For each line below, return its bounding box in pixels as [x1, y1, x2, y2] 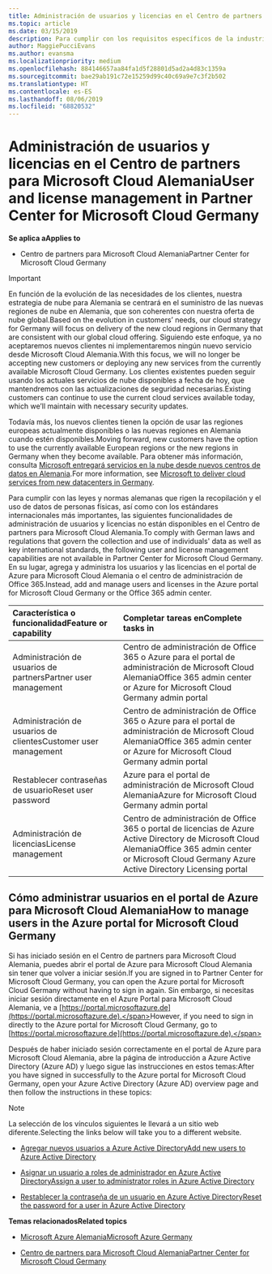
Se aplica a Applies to [8, 233, 81, 244]
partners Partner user [12, 672, 92, 683]
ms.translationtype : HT [8, 80, 89, 88]
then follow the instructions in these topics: [8, 1087, 152, 1097]
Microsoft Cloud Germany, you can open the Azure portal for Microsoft [8, 976, 244, 987]
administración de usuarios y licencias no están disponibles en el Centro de [8, 519, 261, 529]
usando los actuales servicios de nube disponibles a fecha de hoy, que [8, 375, 245, 386]
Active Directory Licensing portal [122, 864, 249, 875]
